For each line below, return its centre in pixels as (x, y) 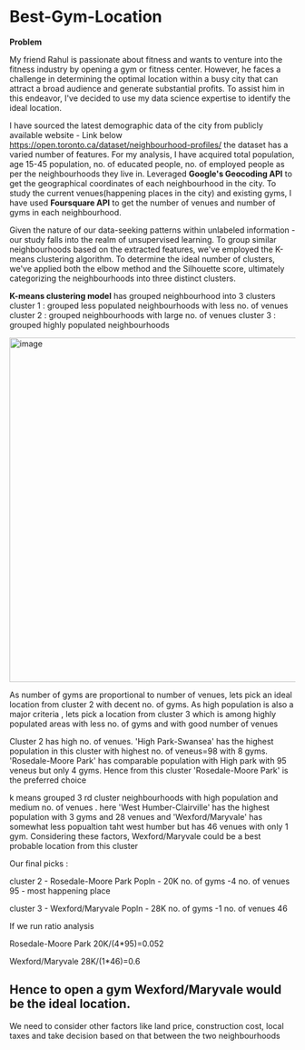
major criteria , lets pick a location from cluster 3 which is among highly (143, 714)
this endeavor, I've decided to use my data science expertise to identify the (150, 98)
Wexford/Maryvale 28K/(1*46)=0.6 (75, 961)
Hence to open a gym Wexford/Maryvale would (146, 990)
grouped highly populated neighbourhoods (89, 325)
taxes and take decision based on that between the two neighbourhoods (145, 1035)
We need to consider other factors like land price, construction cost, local (147, 1025)
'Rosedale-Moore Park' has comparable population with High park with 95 (148, 760)
